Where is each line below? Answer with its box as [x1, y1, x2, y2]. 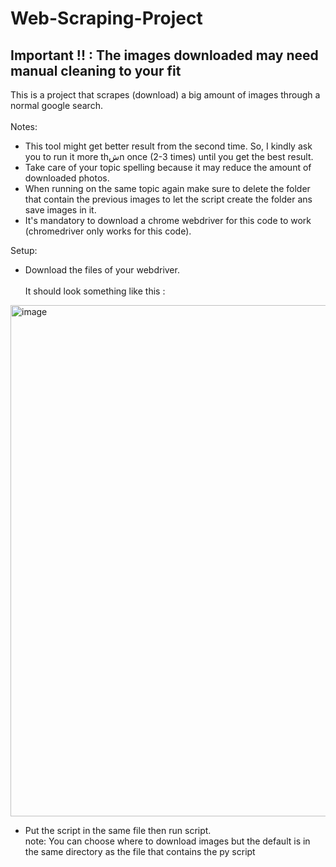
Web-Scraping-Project [10, 7, 203, 30]
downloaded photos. [24, 172, 110, 184]
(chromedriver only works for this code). [24, 225, 192, 237]
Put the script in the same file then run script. [24, 825, 212, 836]
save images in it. [24, 204, 97, 216]
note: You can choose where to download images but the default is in [24, 835, 311, 847]
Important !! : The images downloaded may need [10, 47, 319, 64]
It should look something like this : [24, 285, 166, 297]
